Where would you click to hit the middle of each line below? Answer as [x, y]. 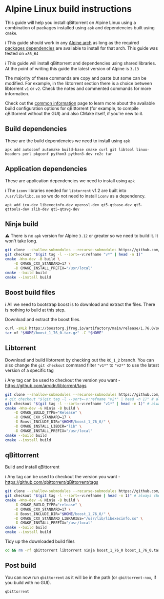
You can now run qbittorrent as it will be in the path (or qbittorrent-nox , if [81, 577]
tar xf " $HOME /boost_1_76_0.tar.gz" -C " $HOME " [54, 333]
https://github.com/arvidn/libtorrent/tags [46, 385]
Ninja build [22, 224]
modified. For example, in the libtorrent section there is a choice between [79, 83]
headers [13, 154]
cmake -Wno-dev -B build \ [32, 259]
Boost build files [30, 292]
